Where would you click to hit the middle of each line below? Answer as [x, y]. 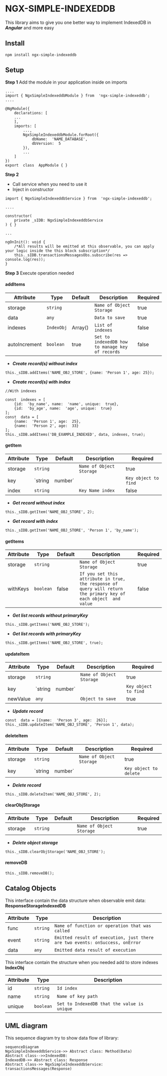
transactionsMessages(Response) [39, 1069]
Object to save [98, 699]
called [62, 930]
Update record [28, 711]
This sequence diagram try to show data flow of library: [62, 1038]
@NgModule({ [17, 108]
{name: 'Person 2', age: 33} [46, 426]
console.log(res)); [25, 259]
